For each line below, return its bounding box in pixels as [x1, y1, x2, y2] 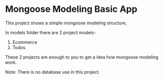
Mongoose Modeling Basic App [5, 3, 138, 15]
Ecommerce [12, 39, 37, 45]
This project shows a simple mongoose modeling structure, [5, 20, 127, 26]
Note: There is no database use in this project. [5, 69, 100, 75]
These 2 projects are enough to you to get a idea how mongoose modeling [5, 54, 159, 60]
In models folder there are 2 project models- [5, 29, 96, 35]
